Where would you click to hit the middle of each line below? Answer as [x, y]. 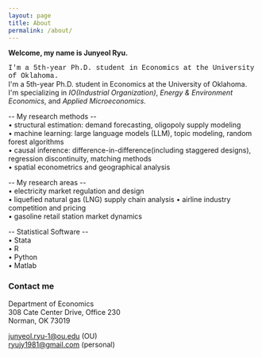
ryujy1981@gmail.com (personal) [62, 344]
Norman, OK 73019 [39, 320]
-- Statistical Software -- [48, 232]
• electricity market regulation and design [76, 191]
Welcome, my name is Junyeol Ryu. [68, 53]
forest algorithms [36, 142]
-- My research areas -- [47, 183]
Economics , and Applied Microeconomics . [77, 101]
